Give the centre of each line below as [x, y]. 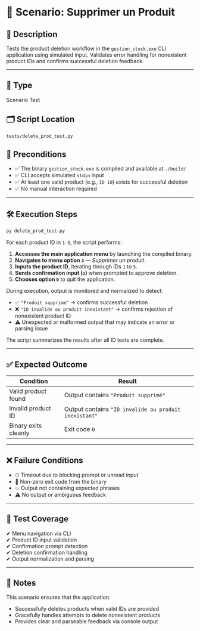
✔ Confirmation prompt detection [47, 546]
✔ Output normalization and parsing [50, 559]
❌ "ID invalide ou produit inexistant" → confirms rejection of [94, 309]
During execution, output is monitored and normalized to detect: [85, 291]
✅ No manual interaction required [56, 189]
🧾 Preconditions [36, 154]
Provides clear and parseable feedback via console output [86, 621]
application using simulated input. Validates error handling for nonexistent [96, 55]
